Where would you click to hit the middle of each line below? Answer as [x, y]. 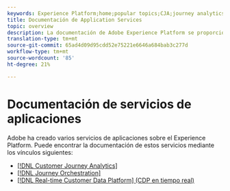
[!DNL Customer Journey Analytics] [67, 166]
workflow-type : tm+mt [38, 52]
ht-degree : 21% [29, 64]
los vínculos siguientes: [40, 152]
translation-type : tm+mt [42, 39]
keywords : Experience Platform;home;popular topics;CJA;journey [101, 13]
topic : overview [30, 26]
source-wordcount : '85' [41, 58]
